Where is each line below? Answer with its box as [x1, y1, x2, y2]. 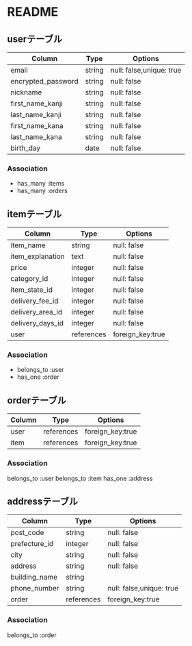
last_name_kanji [10, 110, 61, 119]
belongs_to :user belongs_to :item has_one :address [7, 474, 153, 482]
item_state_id [10, 285, 53, 295]
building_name [10, 573, 58, 582]
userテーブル [7, 33, 63, 45]
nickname [10, 88, 42, 97]
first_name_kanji [10, 99, 63, 108]
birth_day [10, 143, 41, 153]
